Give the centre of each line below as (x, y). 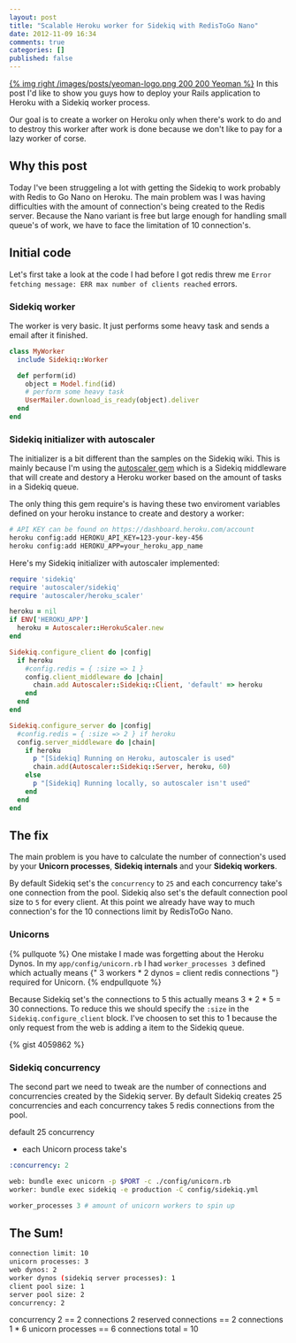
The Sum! (36, 1233)
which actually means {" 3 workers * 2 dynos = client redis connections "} (144, 972)
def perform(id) (47, 376)
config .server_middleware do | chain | (87, 742)
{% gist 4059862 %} (47, 1044)
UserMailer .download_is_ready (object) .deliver (112, 400)
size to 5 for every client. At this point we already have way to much (132, 902)
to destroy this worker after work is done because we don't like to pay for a (146, 129)
